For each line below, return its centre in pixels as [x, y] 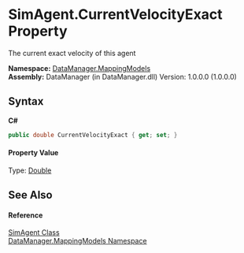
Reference [26, 215]
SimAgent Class [34, 233]
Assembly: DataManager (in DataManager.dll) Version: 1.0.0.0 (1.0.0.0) [123, 76]
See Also [30, 195]
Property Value [33, 153]
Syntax [26, 101]
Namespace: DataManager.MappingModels [79, 68]
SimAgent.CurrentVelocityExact [115, 15]
